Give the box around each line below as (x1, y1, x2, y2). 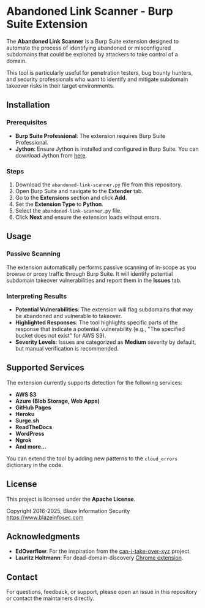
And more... (15, 443, 47, 450)
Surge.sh (15, 417, 40, 424)
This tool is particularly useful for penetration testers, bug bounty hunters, (6, 69, 193, 76)
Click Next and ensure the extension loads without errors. (15, 213, 161, 221)
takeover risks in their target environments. (6, 82, 115, 89)
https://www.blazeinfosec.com (6, 514, 84, 521)
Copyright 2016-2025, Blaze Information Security (6, 507, 130, 514)
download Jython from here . (15, 151, 88, 159)
